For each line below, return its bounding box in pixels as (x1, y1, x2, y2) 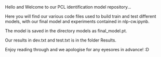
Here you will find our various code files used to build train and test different (5, 14, 156, 19)
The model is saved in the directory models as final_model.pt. (5, 28, 127, 33)
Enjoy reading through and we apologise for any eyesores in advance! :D (5, 47, 149, 52)
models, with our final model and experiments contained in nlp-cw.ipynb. (5, 19, 149, 24)
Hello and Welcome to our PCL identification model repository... (5, 4, 132, 10)
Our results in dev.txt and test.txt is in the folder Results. (5, 37, 117, 43)
